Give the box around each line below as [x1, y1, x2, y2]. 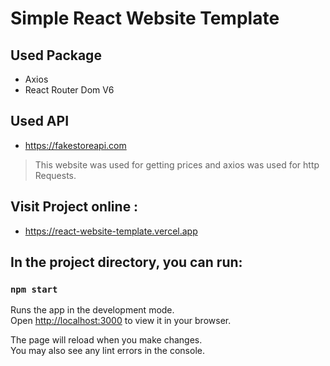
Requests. [34, 169, 77, 181]
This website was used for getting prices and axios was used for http [34, 158, 320, 171]
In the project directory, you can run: [10, 254, 243, 271]
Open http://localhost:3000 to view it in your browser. [10, 315, 232, 327]
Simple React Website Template [10, 7, 280, 30]
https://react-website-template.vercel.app [24, 225, 198, 237]
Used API [10, 113, 70, 130]
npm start [10, 283, 58, 295]
